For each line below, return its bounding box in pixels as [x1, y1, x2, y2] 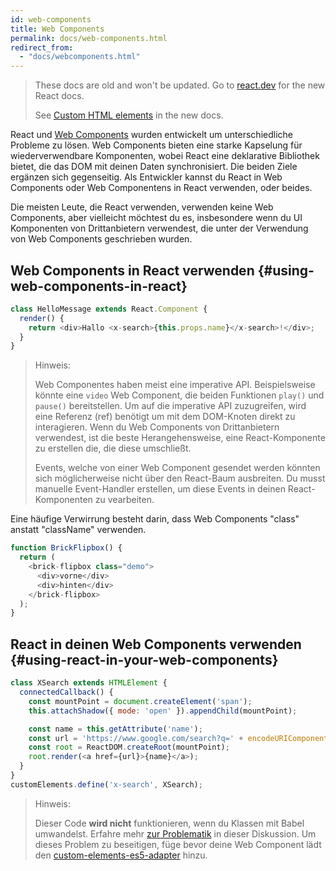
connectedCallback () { [19, 687, 114, 697]
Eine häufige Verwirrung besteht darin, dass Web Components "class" [10, 513, 300, 525]
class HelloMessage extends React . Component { [10, 304, 208, 314]
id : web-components [10, 14, 92, 25]
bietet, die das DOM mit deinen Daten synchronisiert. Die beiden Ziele [10, 161, 298, 173]
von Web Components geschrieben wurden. [10, 233, 193, 245]
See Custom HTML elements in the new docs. [34, 109, 224, 121]
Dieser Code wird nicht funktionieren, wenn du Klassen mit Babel [34, 817, 305, 829]
